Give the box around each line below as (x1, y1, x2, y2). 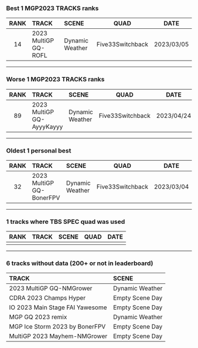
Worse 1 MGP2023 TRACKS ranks (6, 75, 105, 84)
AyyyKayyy (32, 122, 63, 131)
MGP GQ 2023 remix (9, 313, 67, 322)
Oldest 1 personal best (6, 146, 72, 154)
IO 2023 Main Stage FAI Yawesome (9, 303, 107, 311)
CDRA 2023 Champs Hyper (9, 294, 86, 302)
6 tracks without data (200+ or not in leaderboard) (6, 259, 153, 267)
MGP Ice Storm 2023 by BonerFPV (9, 323, 106, 331)
